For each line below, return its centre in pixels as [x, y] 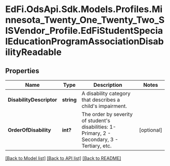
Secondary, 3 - [100, 140]
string [69, 100]
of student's [96, 121]
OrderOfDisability [30, 130]
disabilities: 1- [99, 127]
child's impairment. [104, 106]
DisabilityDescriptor [32, 100]
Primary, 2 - [96, 133]
